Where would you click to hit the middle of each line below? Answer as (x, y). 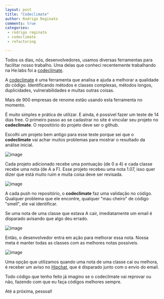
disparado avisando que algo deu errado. (47, 218)
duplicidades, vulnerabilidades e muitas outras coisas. (60, 90)
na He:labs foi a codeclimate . (34, 70)
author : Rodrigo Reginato (31, 19)
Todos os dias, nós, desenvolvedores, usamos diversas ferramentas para (79, 60)
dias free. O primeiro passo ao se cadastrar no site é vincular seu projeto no (82, 120)
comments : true (21, 23)
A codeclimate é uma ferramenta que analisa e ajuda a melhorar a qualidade (82, 80)
